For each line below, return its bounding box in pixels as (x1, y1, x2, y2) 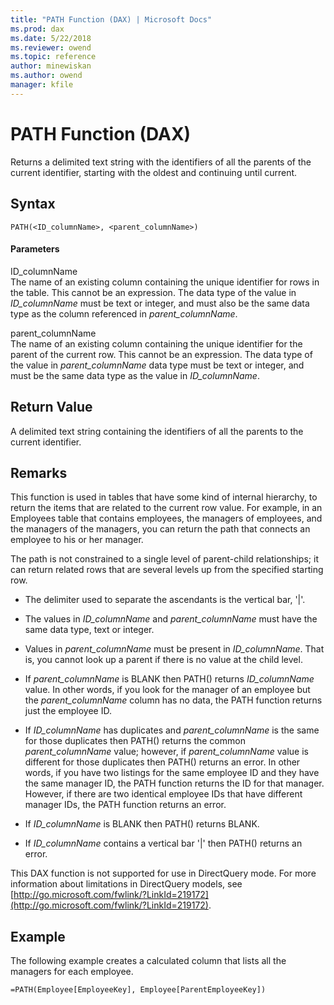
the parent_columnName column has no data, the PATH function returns (24, 694, 323, 706)
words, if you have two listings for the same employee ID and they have (24, 767, 320, 779)
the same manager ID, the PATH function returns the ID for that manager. (24, 777, 325, 790)
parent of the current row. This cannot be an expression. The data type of (10, 348, 313, 360)
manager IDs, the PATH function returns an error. (24, 799, 227, 811)
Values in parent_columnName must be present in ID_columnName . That (24, 643, 325, 655)
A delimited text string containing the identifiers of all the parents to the (10, 425, 304, 437)
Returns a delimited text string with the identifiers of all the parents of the (10, 156, 312, 168)
